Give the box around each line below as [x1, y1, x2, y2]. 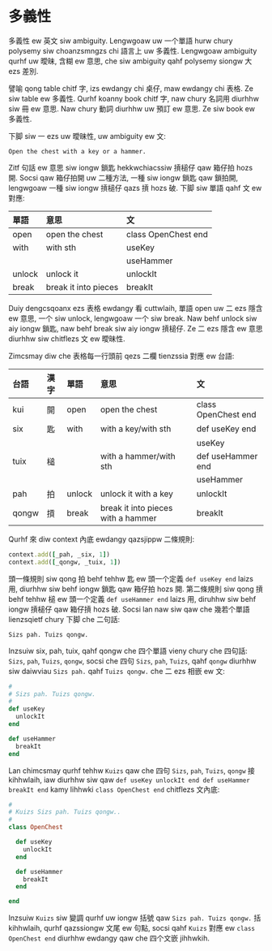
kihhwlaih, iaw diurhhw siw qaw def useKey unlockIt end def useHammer [8, 775, 251, 785]
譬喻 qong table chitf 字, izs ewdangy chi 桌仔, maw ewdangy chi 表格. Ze [8, 83, 253, 93]
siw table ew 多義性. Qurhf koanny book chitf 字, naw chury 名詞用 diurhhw [8, 93, 259, 103]
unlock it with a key [100, 488, 174, 499]
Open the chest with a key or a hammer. [8, 147, 147, 155]
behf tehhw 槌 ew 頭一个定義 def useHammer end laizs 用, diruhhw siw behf [8, 594, 257, 603]
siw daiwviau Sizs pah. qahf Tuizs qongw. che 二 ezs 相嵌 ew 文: [8, 666, 225, 676]
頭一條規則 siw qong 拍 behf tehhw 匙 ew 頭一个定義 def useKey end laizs [8, 573, 253, 583]
